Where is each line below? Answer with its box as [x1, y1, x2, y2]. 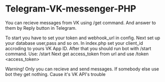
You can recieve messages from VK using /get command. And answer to [5, 20, 156, 26]
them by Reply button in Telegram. [5, 25, 77, 31]
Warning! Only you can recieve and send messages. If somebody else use [5, 66, 159, 72]
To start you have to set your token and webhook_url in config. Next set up [5, 35, 160, 41]
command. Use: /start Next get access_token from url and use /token [5, 51, 149, 57]
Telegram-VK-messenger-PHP [5, 3, 136, 15]
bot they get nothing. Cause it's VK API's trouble [5, 71, 106, 77]
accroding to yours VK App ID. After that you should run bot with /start [5, 45, 151, 51]
